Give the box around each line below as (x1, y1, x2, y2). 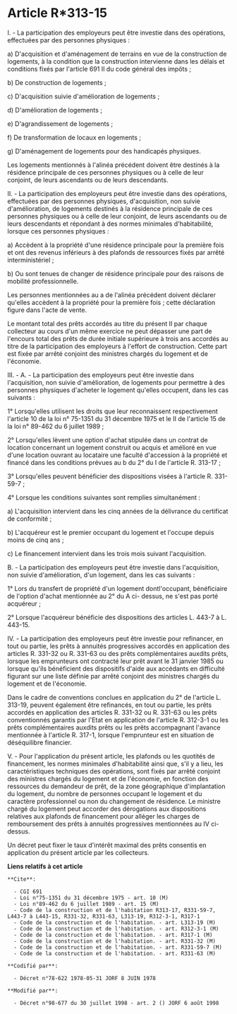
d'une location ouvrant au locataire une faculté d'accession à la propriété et (7, 451, 228, 459)
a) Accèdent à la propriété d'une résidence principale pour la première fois (7, 241, 224, 249)
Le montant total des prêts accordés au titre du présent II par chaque (7, 319, 207, 328)
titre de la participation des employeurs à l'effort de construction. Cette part (7, 342, 228, 350)
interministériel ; (7, 255, 54, 264)
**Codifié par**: (7, 962, 59, 969)
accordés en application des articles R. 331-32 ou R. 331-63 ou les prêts (7, 708, 217, 716)
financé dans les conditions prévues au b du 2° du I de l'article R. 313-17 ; (7, 458, 221, 466)
